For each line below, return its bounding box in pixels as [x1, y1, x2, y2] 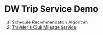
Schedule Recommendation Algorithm [11, 19, 88, 25]
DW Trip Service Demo [4, 3, 99, 14]
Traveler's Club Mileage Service [11, 24, 76, 30]
